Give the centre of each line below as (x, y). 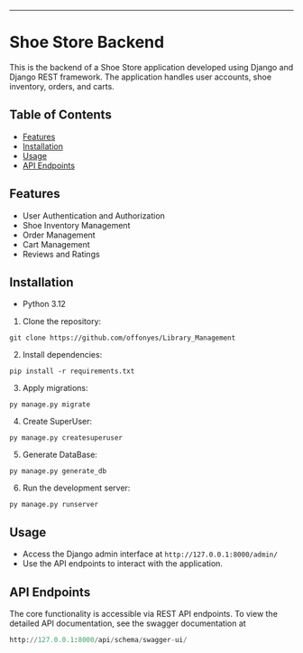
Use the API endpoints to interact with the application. (123, 564)
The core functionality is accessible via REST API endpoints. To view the (143, 614)
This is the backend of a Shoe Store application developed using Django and (151, 67)
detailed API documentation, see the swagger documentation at (128, 623)
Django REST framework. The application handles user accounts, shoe (141, 77)
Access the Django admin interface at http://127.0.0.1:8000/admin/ (150, 554)
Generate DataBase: (60, 455)
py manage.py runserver (54, 505)
